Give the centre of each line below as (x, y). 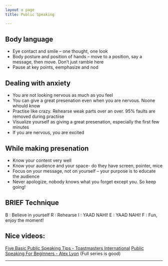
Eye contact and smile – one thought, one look (60, 51)
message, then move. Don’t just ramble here (58, 62)
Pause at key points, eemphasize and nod (55, 67)
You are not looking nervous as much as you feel (63, 95)
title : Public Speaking (30, 15)
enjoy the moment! (24, 220)
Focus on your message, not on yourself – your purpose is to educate (84, 171)
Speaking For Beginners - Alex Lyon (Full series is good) (63, 253)
